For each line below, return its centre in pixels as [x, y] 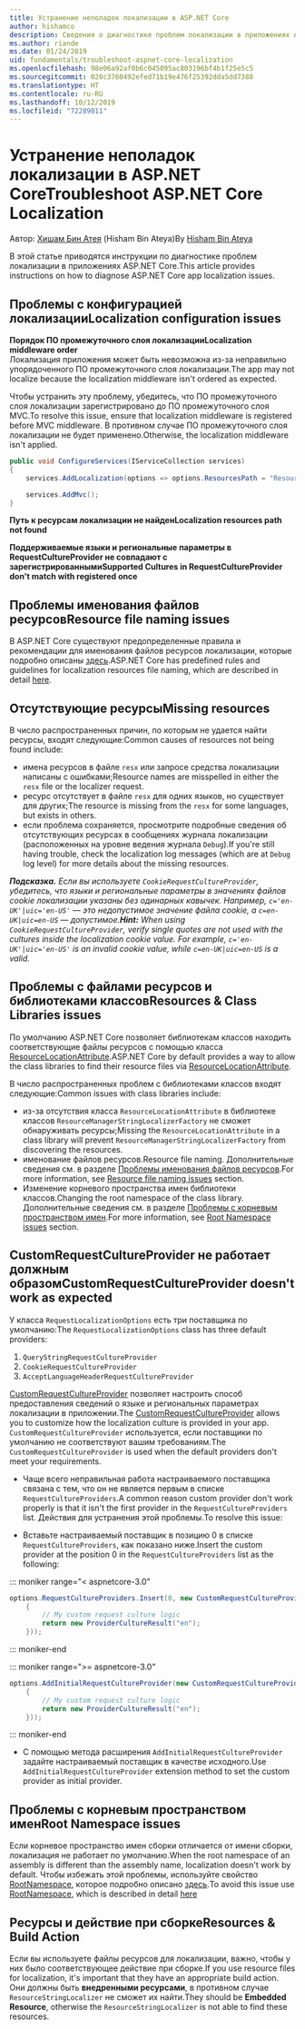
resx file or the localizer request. [83, 786]
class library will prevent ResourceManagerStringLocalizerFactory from [154, 1140]
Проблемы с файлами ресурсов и [111, 987]
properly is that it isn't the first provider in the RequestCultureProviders [155, 1508]
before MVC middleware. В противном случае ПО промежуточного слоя [148, 425]
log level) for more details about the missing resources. [126, 863]
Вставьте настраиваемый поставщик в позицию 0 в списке [138, 1535]
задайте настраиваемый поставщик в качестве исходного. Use [144, 1762]
